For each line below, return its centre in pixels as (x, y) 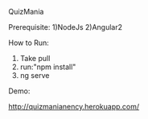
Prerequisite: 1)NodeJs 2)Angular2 (66, 27)
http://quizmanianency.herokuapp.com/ (74, 107)
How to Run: (29, 43)
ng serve (35, 75)
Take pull (35, 58)
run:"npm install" (48, 67)
